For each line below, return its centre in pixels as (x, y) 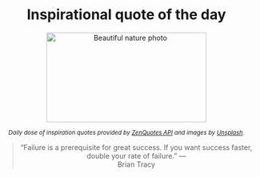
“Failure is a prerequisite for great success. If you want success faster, (136, 147)
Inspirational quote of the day (126, 15)
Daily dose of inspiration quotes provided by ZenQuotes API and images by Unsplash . (126, 132)
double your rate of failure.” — (136, 155)
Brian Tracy (136, 164)
